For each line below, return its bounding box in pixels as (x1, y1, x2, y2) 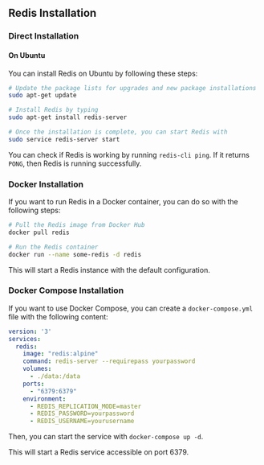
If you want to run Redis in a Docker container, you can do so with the (8, 197, 238, 207)
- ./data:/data (29, 372, 81, 381)
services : (8, 335, 42, 343)
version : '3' (8, 327, 52, 335)
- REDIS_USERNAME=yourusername (29, 418, 135, 426)
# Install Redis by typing (8, 106, 99, 114)
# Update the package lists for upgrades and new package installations (8, 84, 257, 92)
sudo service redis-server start (8, 135, 120, 143)
